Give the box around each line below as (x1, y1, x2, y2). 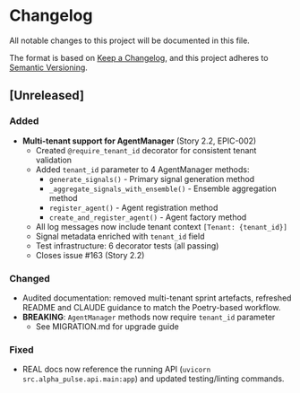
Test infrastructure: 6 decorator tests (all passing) (35, 240, 219, 251)
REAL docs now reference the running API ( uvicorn (21, 364, 211, 375)
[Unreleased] (9, 88, 85, 103)
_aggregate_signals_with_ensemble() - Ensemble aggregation (48, 183, 277, 194)
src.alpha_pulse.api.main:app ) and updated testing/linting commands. (21, 373, 285, 384)
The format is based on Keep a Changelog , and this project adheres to (9, 52, 269, 63)
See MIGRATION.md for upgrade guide (35, 320, 179, 332)
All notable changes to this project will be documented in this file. (9, 35, 251, 46)
